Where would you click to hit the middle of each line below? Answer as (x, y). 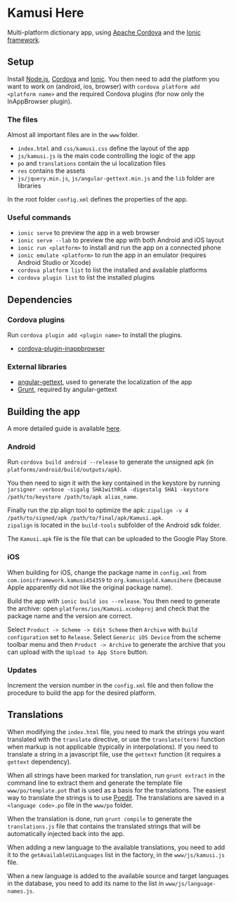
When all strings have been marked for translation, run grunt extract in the (116, 775)
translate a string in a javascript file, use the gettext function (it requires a (114, 754)
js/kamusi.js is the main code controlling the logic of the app (106, 156)
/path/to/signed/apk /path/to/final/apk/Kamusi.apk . (85, 518)
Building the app (44, 411)
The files (23, 119)
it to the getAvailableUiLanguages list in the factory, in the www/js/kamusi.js (116, 854)
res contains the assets (51, 171)
